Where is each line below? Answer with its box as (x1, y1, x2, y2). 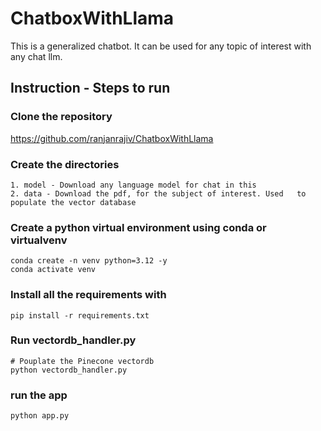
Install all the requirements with (10, 288, 167, 302)
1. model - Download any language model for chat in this (10, 180, 257, 190)
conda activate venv (10, 265, 97, 275)
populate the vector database (10, 197, 137, 207)
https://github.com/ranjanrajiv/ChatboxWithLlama (10, 132, 214, 144)
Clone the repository (10, 110, 113, 124)
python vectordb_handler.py (10, 365, 128, 375)
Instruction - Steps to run (10, 80, 171, 97)
